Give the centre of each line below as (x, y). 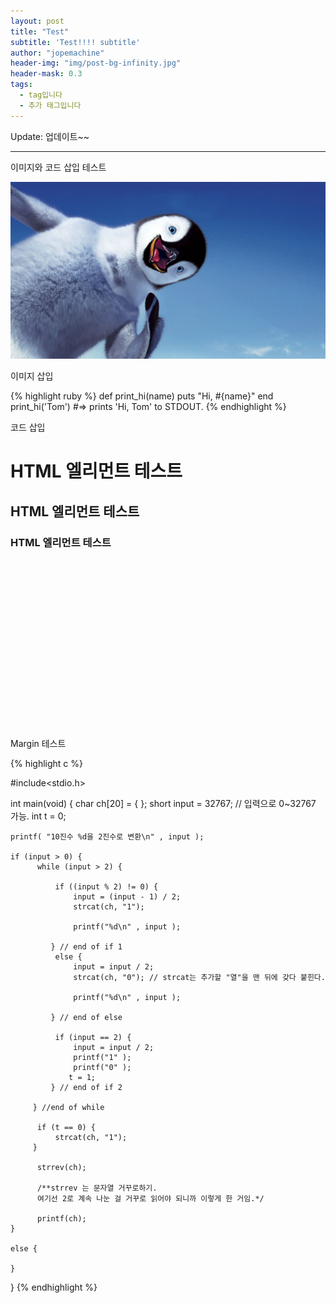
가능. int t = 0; (38, 816)
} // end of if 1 (86, 946)
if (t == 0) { (66, 1127)
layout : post (37, 21)
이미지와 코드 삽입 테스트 (58, 167)
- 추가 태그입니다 (50, 105)
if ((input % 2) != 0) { (106, 886)
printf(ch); (61, 1218)
